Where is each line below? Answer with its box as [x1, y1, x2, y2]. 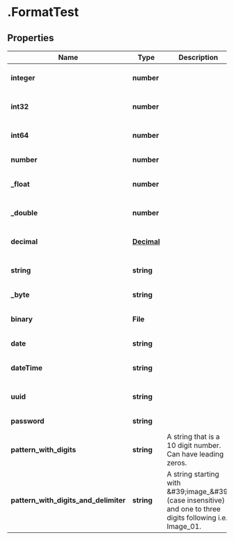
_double [10, 208, 38, 217]
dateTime [10, 363, 43, 373]
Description [178, 53, 218, 62]
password [10, 416, 45, 426]
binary [10, 314, 33, 324]
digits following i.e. [166, 513, 228, 523]
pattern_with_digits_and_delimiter [10, 495, 126, 505]
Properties [7, 32, 54, 44]
